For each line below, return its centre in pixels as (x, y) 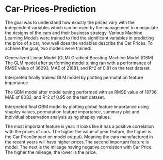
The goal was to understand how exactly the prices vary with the (70, 22)
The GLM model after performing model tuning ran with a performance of (78, 63)
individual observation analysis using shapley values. (58, 117)
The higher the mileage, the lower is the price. (51, 152)
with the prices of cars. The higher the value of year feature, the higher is (78, 131)
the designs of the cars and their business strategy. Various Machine (74, 33)
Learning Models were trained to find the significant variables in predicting (80, 38)
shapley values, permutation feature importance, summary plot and (72, 112)
